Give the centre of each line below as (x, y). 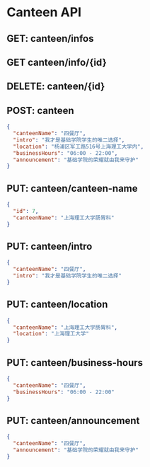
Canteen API (44, 12)
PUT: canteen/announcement (73, 421)
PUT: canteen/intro (50, 246)
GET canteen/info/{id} (57, 62)
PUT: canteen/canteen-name (72, 188)
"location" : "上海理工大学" (51, 334)
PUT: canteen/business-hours (75, 363)
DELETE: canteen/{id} (56, 87)
